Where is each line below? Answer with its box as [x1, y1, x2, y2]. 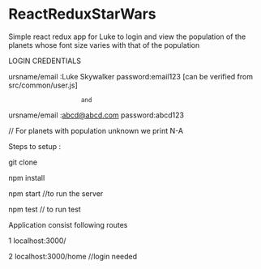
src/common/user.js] [8, 80, 79, 90]
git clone [8, 157, 38, 167]
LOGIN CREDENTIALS [8, 56, 81, 66]
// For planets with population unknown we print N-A [8, 126, 184, 135]
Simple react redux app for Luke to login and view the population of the [8, 32, 246, 41]
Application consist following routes [8, 220, 128, 229]
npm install [8, 173, 45, 182]
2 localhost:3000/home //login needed [8, 251, 138, 261]
